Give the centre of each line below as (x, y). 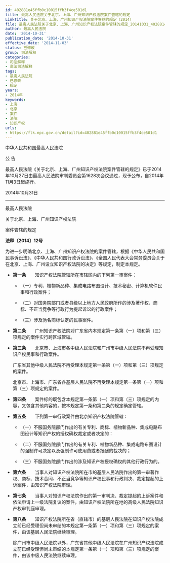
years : (12, 90)
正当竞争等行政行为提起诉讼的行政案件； (76, 309)
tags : (11, 72)
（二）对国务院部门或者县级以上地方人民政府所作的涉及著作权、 (87, 303)
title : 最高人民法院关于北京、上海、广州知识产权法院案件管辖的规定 (68, 15)
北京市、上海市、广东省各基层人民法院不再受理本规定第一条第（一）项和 (88, 382)
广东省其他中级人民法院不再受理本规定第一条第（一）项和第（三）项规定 (88, 365)
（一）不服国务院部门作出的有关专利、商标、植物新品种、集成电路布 (91, 427)
